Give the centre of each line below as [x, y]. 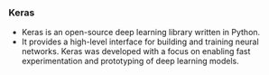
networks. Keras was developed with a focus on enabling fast [136, 52]
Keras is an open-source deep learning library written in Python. [141, 33]
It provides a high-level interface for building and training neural [140, 42]
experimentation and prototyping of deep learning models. [130, 61]
